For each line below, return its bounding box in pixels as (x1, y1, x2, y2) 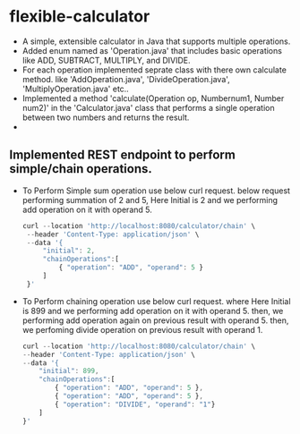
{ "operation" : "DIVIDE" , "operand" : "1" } (55, 400, 216, 409)
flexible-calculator (9, 6, 150, 27)
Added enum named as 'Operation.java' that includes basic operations (21, 45, 282, 55)
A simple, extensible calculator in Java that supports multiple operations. (21, 36, 291, 47)
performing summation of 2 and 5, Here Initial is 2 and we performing (21, 194, 279, 205)
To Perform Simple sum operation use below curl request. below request (21, 185, 291, 196)
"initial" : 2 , (42, 246, 96, 256)
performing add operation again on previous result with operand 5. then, (21, 315, 289, 326)
